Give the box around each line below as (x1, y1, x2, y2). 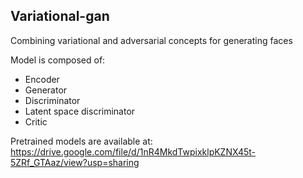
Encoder (24, 73, 60, 85)
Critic (24, 115, 48, 128)
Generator (24, 84, 68, 96)
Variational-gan (10, 8, 110, 25)
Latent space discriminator (24, 105, 136, 117)
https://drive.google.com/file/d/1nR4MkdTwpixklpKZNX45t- (10, 145, 257, 158)
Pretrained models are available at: (10, 135, 153, 147)
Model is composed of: (10, 54, 106, 66)
